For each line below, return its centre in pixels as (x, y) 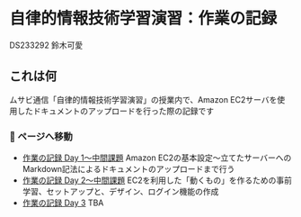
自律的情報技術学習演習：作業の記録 (143, 18)
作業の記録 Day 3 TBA (63, 203)
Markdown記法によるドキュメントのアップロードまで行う (128, 169)
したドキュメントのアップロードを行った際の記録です (115, 111)
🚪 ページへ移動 (41, 136)
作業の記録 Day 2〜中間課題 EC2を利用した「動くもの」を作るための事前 (157, 180)
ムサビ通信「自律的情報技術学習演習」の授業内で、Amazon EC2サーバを (143, 99)
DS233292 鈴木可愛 (46, 45)
